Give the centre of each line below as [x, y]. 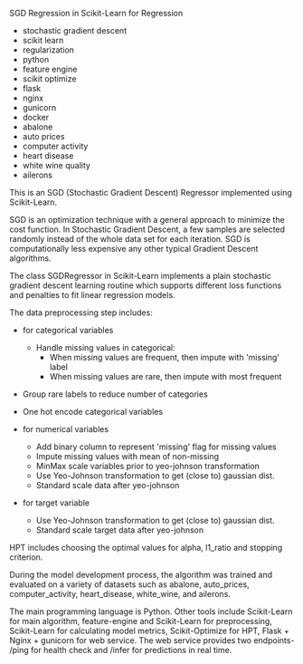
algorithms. [30, 258]
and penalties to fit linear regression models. [92, 295]
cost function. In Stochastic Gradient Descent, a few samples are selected [147, 229]
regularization [48, 50]
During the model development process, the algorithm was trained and [141, 575]
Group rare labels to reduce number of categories [115, 394]
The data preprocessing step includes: [81, 313]
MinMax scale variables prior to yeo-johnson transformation [148, 466]
